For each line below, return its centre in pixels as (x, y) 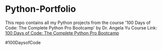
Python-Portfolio (40, 9)
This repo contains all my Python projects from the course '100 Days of (78, 23)
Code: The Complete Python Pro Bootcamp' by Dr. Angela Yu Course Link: (81, 27)
